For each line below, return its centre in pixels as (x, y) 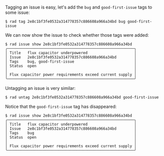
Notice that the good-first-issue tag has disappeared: (61, 107)
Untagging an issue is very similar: (40, 88)
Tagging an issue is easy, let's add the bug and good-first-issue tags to (79, 7)
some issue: (17, 12)
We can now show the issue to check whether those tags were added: (77, 35)
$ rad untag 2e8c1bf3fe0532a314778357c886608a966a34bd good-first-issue (82, 97)
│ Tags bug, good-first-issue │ (71, 62)
